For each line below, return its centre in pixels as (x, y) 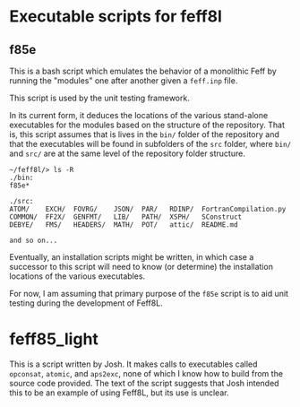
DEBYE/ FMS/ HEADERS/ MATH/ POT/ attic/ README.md (124, 225)
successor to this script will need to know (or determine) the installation (141, 267)
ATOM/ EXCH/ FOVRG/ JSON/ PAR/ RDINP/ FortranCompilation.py (148, 209)
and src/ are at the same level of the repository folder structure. (128, 153)
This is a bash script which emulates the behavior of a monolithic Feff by (143, 71)
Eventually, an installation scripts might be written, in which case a (132, 257)
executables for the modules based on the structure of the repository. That (147, 125)
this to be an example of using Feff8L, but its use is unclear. (119, 393)
